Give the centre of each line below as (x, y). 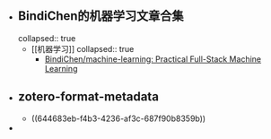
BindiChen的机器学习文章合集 (101, 16)
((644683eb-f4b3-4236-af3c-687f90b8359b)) (118, 118)
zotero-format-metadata (88, 97)
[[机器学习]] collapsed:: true (83, 48)
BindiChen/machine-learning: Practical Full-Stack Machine (153, 59)
